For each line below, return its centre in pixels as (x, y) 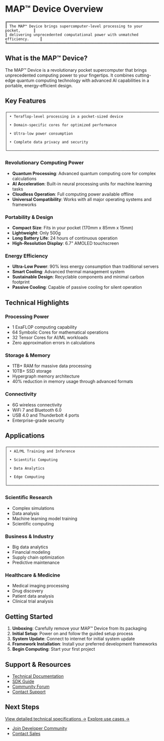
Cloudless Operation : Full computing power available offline (73, 194)
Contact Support (29, 692)
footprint (21, 282)
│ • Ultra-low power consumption (39, 133)
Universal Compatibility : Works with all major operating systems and (82, 199)
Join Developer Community (40, 728)
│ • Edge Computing (25, 477)
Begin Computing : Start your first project (53, 649)
